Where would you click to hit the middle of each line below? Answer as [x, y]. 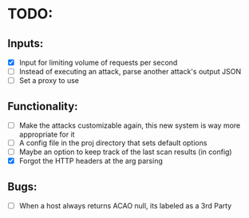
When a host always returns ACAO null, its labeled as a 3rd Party [125, 206]
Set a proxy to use [49, 81]
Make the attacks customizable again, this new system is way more [130, 125]
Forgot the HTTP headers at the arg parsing [91, 161]
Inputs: [26, 44]
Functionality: [43, 106]
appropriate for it [47, 135]
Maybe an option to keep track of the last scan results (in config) [125, 152]
